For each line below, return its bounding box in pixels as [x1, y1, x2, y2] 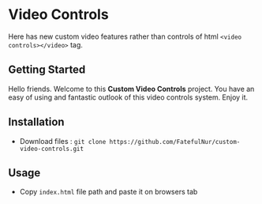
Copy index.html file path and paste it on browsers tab [19, 187, 198, 197]
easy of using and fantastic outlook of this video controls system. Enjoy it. [8, 93, 249, 102]
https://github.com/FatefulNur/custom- [109, 138, 241, 145]
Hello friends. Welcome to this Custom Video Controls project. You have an [8, 84, 255, 93]
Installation [8, 115, 65, 129]
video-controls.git [19, 145, 84, 153]
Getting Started [8, 63, 86, 77]
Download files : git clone [19, 136, 107, 145]
